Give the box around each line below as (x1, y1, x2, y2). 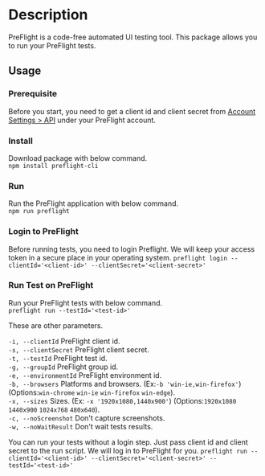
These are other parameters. (8, 320, 104, 330)
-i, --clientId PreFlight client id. (8, 336, 120, 346)
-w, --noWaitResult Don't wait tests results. (8, 421, 153, 431)
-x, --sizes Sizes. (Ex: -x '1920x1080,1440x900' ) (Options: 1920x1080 (8, 396, 237, 405)
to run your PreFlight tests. (8, 40, 96, 50)
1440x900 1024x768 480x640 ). (8, 404, 100, 414)
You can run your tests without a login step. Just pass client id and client (8, 437, 248, 447)
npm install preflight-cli (8, 162, 99, 170)
